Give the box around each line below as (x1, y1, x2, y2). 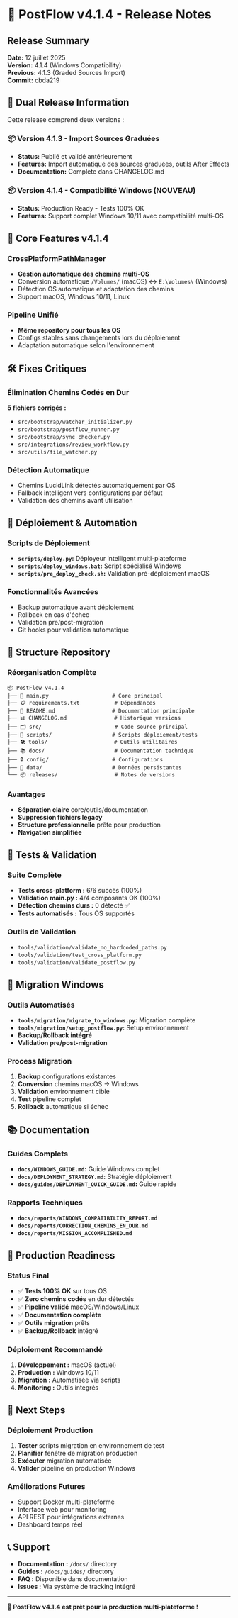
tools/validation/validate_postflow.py (17, 959, 136, 966)
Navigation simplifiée (17, 828, 83, 837)
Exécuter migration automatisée (17, 1456, 112, 1465)
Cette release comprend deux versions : (7, 115, 125, 123)
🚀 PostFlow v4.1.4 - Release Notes (7, 6, 212, 23)
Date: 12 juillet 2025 (7, 53, 66, 62)
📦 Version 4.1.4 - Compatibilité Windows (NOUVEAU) (7, 186, 196, 196)
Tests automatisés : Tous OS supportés (17, 909, 135, 917)
